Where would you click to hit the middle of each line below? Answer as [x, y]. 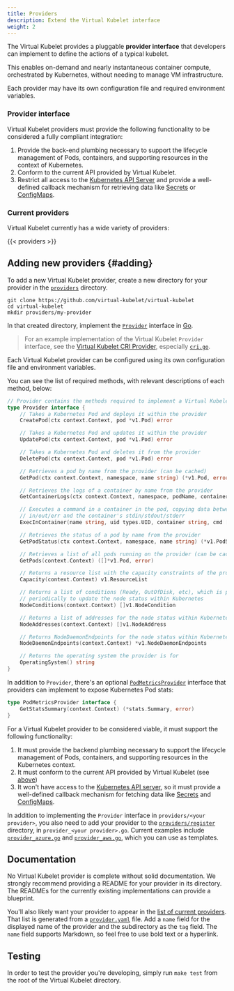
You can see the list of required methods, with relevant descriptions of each [116, 380]
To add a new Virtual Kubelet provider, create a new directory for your [107, 280]
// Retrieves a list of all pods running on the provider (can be [118, 554]
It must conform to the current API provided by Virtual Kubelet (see [113, 772]
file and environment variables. [52, 367]
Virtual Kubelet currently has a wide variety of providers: [88, 228]
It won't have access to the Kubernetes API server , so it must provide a [119, 787]
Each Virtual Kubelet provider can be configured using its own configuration [116, 359]
